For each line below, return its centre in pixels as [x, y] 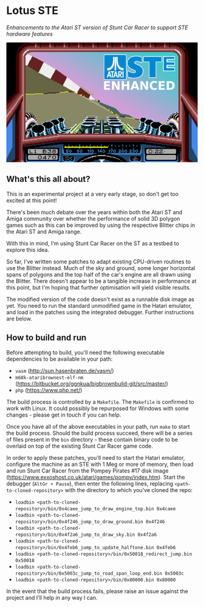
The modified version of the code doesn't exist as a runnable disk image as [100, 299]
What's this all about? [49, 179]
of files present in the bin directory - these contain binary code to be [92, 439]
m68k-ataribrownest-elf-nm [49, 378]
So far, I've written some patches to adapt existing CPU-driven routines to [99, 262]
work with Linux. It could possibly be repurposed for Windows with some [98, 408]
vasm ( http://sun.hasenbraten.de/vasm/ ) [64, 370]
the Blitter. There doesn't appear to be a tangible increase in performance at [101, 281]
